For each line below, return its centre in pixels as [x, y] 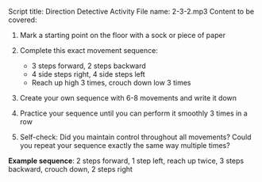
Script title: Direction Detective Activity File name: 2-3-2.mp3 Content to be [131, 11]
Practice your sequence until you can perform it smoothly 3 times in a [133, 113]
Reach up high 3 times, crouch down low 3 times [111, 83]
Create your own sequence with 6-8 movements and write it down [128, 98]
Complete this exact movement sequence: [89, 50]
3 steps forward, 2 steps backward [89, 66]
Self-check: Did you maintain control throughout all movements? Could [135, 137]
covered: [23, 20]
